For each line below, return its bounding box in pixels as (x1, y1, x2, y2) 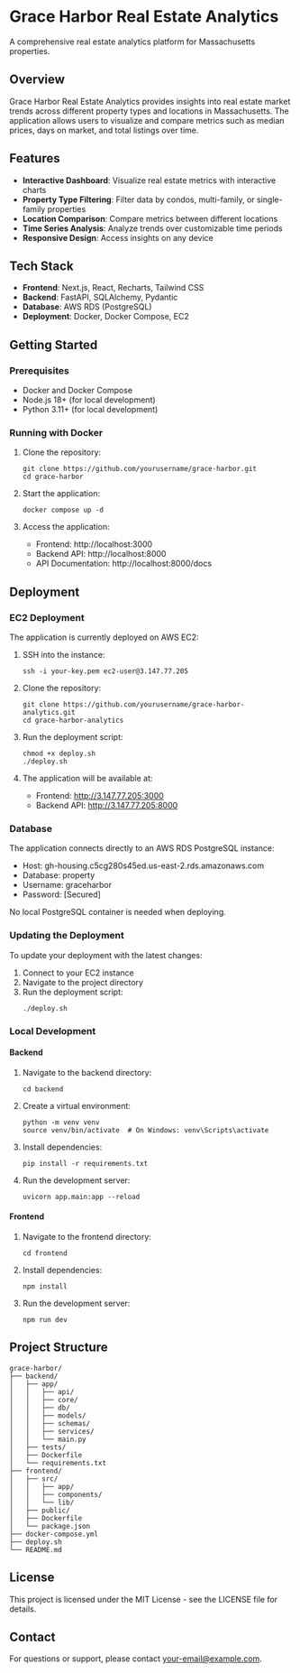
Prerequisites (9, 364, 69, 376)
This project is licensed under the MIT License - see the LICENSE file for (9, 1594, 277, 1604)
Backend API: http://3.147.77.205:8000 (35, 800, 178, 811)
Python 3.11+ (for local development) (22, 404, 159, 415)
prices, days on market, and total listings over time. (9, 125, 199, 135)
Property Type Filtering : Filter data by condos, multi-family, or (22, 194, 255, 205)
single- (256, 194, 283, 205)
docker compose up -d (22, 505, 104, 515)
